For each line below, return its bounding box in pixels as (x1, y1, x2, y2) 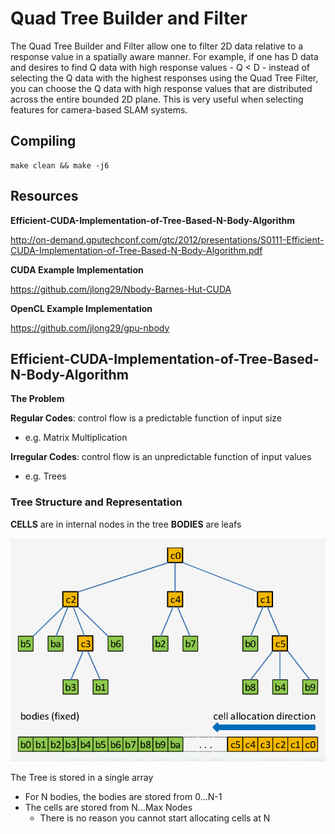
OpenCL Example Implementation (10, 302, 153, 314)
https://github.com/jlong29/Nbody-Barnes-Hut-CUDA (10, 283, 232, 295)
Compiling (10, 133, 77, 150)
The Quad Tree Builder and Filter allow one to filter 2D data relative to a (10, 40, 304, 52)
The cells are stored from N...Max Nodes (24, 802, 193, 814)
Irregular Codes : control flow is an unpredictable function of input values (10, 451, 312, 463)
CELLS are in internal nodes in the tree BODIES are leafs (10, 518, 242, 530)
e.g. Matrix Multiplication (24, 432, 128, 444)
